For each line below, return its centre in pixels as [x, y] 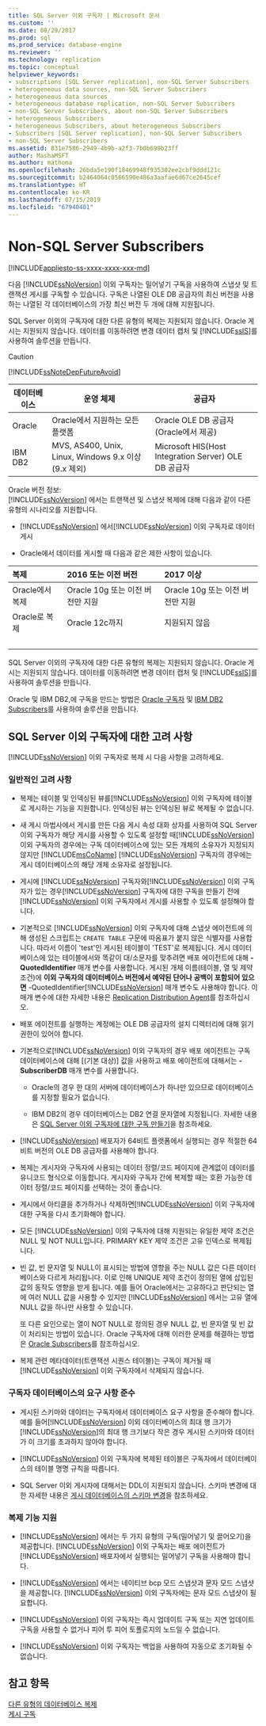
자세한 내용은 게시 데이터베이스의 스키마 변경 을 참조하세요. [118, 1495]
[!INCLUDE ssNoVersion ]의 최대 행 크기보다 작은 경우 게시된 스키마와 [126, 1431]
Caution [21, 356]
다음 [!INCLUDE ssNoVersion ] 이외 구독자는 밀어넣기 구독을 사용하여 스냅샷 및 [129, 284]
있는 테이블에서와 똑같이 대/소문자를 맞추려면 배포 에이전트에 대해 [148, 958]
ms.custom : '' [32, 23]
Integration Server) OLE [199, 456]
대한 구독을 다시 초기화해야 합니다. [72, 1214]
